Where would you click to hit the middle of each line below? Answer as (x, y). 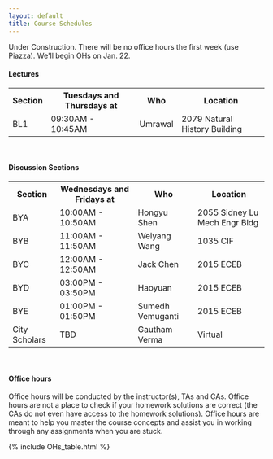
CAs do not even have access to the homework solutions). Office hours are (134, 414)
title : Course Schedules (50, 24)
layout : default (36, 16)
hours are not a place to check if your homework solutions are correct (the (133, 405)
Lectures (24, 74)
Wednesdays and (95, 189)
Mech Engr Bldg (228, 222)
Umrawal (156, 124)
